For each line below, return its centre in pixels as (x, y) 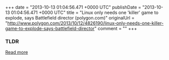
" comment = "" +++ (116, 28)
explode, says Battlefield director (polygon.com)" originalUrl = (70, 18)
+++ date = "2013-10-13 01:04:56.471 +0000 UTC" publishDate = (73, 7)
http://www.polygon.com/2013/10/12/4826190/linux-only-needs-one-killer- (86, 23)
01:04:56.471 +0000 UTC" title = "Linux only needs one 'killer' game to (85, 12)
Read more (17, 52)
